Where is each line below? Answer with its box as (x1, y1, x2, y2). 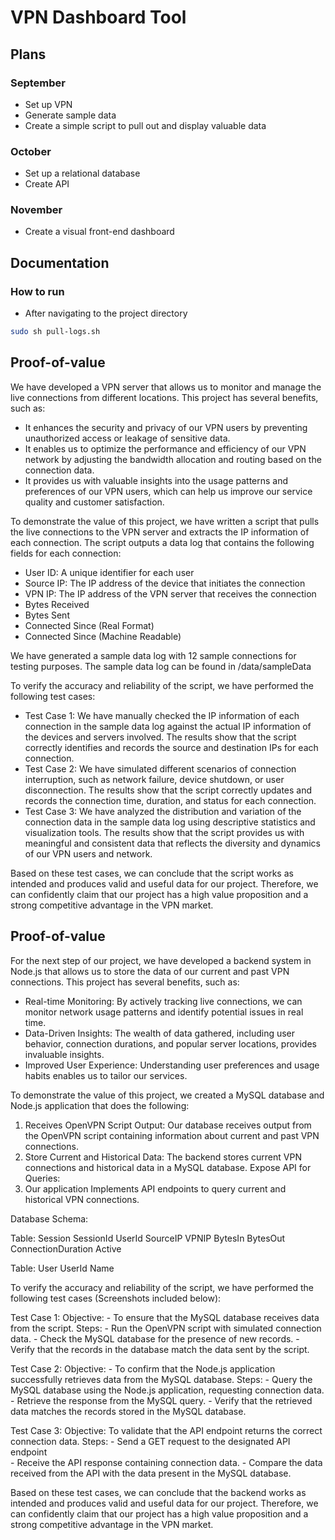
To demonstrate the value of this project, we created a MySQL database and (10, 1089, 325, 1101)
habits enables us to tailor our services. (24, 1069, 188, 1081)
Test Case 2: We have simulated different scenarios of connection (24, 762, 297, 775)
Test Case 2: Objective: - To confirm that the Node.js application (10, 1362, 276, 1375)
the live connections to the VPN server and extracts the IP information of (10, 526, 310, 538)
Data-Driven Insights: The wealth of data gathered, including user (24, 1027, 296, 1039)
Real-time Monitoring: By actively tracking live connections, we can (24, 995, 303, 1007)
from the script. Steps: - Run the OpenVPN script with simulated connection (10, 1322, 322, 1334)
